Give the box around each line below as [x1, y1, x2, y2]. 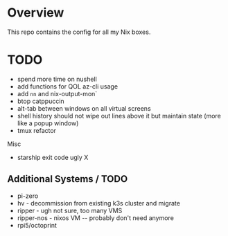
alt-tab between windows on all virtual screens [17, 104, 151, 112]
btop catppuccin [17, 97, 64, 105]
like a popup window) [17, 119, 79, 127]
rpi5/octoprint [17, 221, 58, 229]
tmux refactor [17, 126, 57, 134]
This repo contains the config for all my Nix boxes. [7, 28, 151, 36]
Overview [7, 5, 64, 21]
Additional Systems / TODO [7, 173, 128, 185]
